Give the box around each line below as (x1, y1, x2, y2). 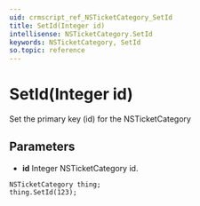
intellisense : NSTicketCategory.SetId (9, 29, 153, 38)
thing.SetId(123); (9, 187, 77, 196)
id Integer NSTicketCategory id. (21, 162, 139, 173)
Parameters (9, 139, 76, 154)
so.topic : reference (9, 46, 86, 55)
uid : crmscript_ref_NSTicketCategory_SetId (9, 12, 173, 22)
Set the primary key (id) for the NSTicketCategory (9, 114, 191, 124)
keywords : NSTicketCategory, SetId (9, 37, 141, 47)
